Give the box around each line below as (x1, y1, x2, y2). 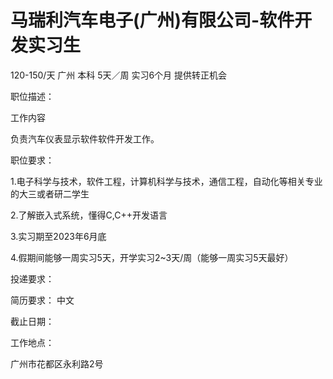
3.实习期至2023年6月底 (10, 230, 107, 242)
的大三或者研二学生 (10, 187, 90, 200)
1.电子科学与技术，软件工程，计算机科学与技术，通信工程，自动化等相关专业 (10, 175, 323, 187)
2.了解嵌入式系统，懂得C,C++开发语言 (10, 209, 168, 221)
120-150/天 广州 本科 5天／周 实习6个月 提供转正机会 (10, 69, 228, 81)
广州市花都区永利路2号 (10, 357, 104, 370)
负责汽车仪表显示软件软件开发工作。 (10, 132, 160, 145)
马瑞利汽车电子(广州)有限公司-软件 (10, 9, 295, 32)
